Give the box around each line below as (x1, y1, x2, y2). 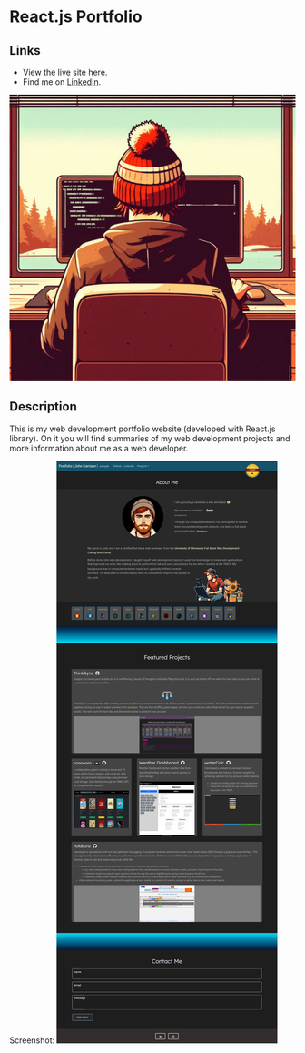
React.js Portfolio (9, 6, 143, 27)
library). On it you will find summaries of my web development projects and (9, 432, 290, 443)
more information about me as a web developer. (9, 442, 189, 453)
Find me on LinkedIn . (22, 76, 102, 87)
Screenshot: (9, 1035, 55, 1046)
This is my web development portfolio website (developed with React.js (9, 423, 276, 434)
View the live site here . (22, 66, 108, 77)
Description (9, 399, 77, 415)
